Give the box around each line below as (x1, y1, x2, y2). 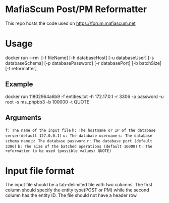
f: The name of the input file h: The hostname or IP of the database (5, 128, 156, 133)
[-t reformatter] (5, 65, 37, 71)
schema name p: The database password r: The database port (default (5, 138, 153, 143)
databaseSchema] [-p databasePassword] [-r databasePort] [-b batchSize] (5, 60, 162, 66)
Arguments (5, 114, 42, 122)
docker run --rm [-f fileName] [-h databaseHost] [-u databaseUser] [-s (5, 55, 154, 61)
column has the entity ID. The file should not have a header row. (5, 192, 138, 198)
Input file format (5, 165, 75, 176)
